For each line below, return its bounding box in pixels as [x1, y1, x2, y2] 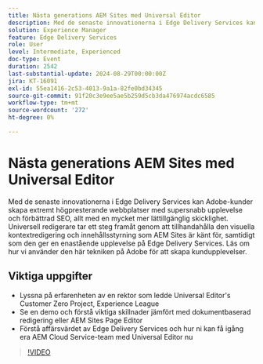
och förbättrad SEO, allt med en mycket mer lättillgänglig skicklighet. [8, 213, 229, 223]
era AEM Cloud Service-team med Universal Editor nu [19, 332, 193, 341]
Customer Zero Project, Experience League [19, 299, 160, 308]
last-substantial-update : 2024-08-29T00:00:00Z [8, 70, 167, 78]
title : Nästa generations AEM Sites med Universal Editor [8, 11, 201, 20]
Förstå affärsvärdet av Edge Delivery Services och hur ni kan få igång [19, 323, 244, 333]
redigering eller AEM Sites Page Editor [19, 315, 143, 325]
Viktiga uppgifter [8, 270, 92, 283]
